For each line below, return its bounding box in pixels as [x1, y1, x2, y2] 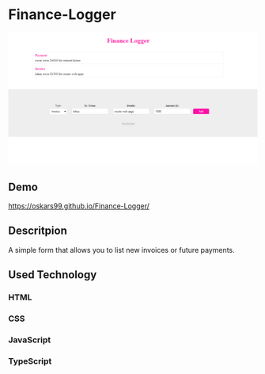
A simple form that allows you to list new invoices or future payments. [8, 245, 235, 254]
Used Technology [8, 268, 97, 282]
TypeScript [8, 355, 52, 366]
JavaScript [8, 334, 51, 345]
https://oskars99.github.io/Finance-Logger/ [8, 201, 150, 211]
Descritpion [8, 224, 67, 238]
